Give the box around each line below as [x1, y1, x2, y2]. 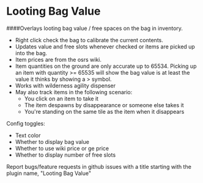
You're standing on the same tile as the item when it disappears [24, 108, 185, 115]
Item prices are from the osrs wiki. [15, 56, 102, 63]
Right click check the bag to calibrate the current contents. [15, 36, 164, 43]
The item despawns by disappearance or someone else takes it [24, 101, 185, 108]
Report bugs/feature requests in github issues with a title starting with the [6, 163, 191, 170]
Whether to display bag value [15, 138, 90, 145]
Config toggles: [6, 119, 45, 127]
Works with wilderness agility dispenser [15, 81, 116, 89]
